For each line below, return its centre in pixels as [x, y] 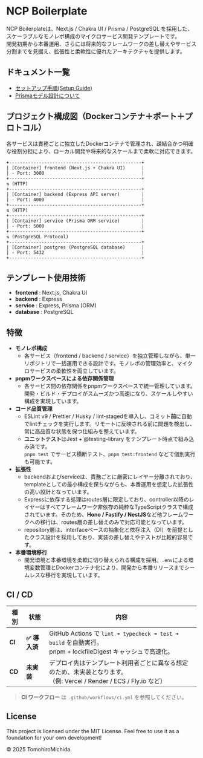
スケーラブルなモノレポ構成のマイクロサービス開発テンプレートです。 [93, 36]
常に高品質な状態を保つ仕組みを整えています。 [82, 431]
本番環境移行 [31, 552]
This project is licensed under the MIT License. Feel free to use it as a [93, 731]
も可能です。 [40, 462]
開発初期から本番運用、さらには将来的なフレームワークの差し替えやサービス [101, 44]
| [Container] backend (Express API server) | [76, 194]
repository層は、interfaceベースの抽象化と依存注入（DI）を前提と [106, 530]
